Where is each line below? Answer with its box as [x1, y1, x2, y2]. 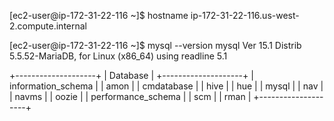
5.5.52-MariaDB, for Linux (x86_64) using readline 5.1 [9, 50, 228, 62]
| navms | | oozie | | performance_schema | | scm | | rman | [9, 91, 252, 102]
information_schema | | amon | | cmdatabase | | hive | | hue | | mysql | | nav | [9, 80, 324, 92]
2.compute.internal [9, 20, 87, 32]
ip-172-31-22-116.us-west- [190, 10, 300, 21]
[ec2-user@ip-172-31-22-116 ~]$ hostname [9, 10, 189, 21]
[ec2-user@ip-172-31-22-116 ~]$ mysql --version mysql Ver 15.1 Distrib [9, 40, 302, 51]
